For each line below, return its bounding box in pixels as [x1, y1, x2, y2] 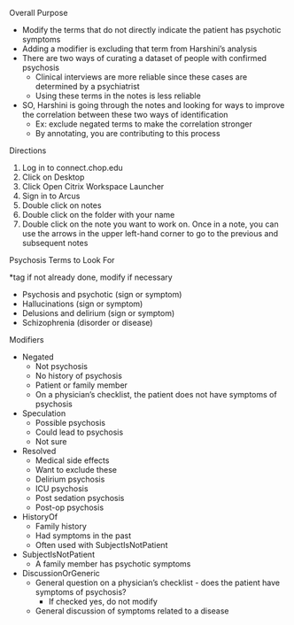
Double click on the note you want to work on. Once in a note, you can [21, 219, 279, 229]
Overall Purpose [9, 8, 68, 18]
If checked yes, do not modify [48, 597, 158, 606]
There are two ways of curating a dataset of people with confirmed [21, 53, 267, 63]
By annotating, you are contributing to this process [35, 128, 220, 138]
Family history [35, 521, 87, 531]
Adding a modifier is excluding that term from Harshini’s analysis [21, 43, 258, 54]
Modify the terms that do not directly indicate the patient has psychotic [21, 25, 282, 35]
